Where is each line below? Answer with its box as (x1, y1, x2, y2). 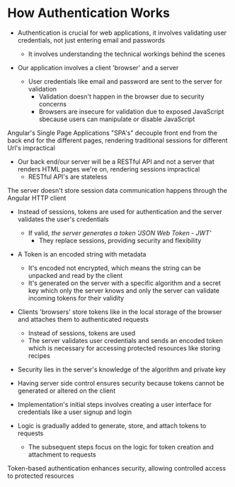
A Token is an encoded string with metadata (17, 250, 147, 258)
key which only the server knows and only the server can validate (28, 286, 219, 295)
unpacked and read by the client (28, 271, 122, 279)
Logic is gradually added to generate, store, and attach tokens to (17, 421, 207, 430)
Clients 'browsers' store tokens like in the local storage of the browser (17, 307, 222, 316)
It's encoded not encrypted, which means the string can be (28, 264, 202, 272)
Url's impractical (7, 143, 55, 152)
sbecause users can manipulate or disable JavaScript (38, 115, 195, 123)
